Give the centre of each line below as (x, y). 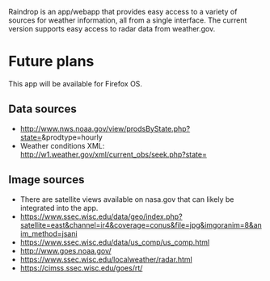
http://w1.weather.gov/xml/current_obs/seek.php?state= (114, 154)
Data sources (42, 109)
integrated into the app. (59, 208)
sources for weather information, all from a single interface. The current (128, 20)
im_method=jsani (49, 233)
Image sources (46, 180)
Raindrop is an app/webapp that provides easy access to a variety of (123, 12)
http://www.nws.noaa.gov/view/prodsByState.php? (105, 128)
